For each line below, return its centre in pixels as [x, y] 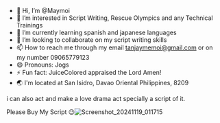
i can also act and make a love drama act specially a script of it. [96, 99]
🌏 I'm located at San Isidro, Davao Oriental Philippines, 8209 [102, 83]
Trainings [29, 25]
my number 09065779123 [53, 57]
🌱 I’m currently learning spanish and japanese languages [96, 32]
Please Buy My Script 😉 [41, 112]
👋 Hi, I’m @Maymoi [43, 11]
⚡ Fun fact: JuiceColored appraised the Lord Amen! [89, 72]
